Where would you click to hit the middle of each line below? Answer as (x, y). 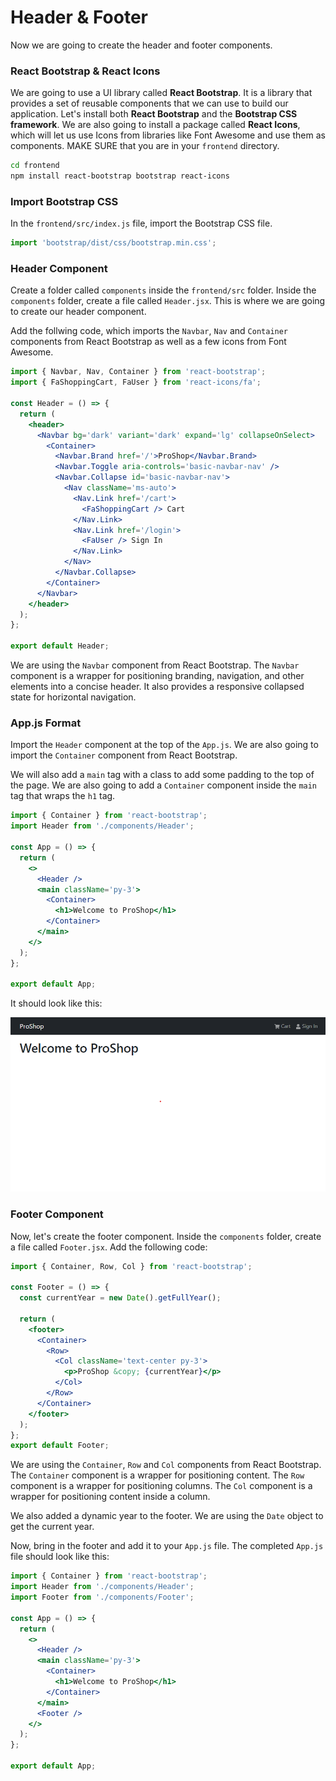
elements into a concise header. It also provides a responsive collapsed (157, 687)
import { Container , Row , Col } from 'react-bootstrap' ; (131, 1266)
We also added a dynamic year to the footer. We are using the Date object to (167, 1516)
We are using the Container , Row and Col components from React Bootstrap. (166, 1465)
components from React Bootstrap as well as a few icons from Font (148, 342)
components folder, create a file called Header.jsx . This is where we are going (168, 301)
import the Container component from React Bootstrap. (124, 755)
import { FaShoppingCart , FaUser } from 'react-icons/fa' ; (136, 382)
